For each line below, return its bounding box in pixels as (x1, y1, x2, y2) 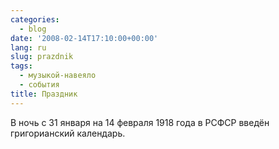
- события (19, 80, 60, 90)
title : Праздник (10, 89, 78, 99)
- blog (19, 24, 47, 34)
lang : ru (10, 42, 47, 53)
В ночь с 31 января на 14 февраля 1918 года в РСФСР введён (10, 116, 270, 128)
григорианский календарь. (10, 127, 126, 139)
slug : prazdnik (10, 52, 74, 62)
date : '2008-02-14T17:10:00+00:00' (10, 33, 159, 43)
